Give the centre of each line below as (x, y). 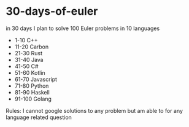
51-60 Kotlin (30, 72)
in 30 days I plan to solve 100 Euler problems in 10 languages (83, 28)
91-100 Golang (33, 99)
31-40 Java (29, 60)
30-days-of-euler (52, 11)
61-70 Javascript (36, 79)
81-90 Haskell (32, 92)
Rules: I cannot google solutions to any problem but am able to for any (94, 110)
